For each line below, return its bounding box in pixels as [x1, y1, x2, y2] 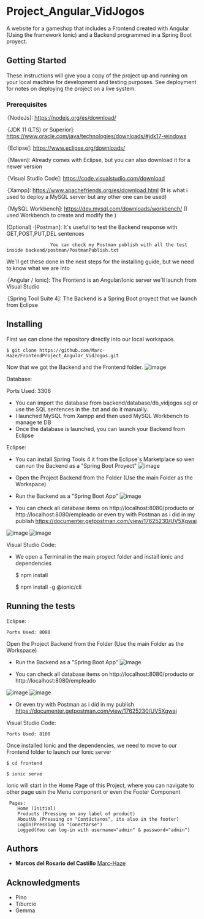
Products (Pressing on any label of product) [17, 810, 136, 817]
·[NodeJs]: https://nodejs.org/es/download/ [6, 114, 116, 122]
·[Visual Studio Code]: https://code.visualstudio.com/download [6, 175, 165, 182]
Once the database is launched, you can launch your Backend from [15, 425, 186, 432]
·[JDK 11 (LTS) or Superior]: [6, 126, 75, 133]
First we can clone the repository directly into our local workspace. [6, 335, 175, 343]
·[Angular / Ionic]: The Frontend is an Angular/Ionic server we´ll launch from [6, 276, 197, 284]
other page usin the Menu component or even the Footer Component [6, 788, 181, 796]
